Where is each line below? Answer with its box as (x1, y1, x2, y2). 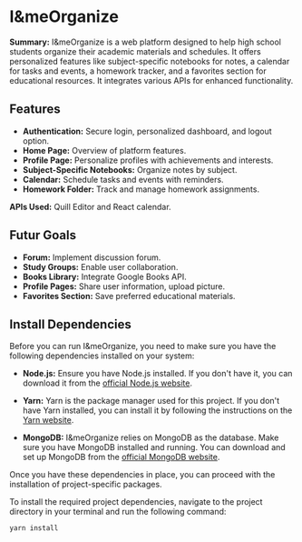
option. (22, 135, 50, 146)
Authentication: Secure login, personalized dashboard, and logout (22, 125, 272, 136)
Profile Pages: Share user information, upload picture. (22, 280, 225, 292)
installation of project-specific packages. (9, 479, 162, 490)
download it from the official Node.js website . (22, 377, 193, 388)
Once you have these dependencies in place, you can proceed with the (9, 469, 276, 480)
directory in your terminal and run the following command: (9, 507, 227, 517)
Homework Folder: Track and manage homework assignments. (22, 184, 260, 195)
